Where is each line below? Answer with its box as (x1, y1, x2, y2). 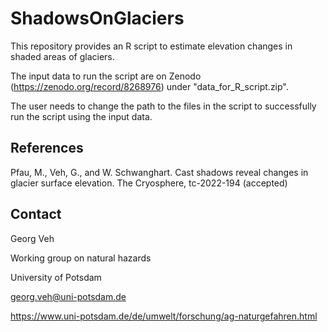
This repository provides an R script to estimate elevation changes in (10, 40, 293, 52)
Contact (10, 206, 62, 223)
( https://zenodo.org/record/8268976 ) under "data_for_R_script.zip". (10, 80, 289, 92)
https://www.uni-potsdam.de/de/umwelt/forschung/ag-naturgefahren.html (10, 310, 318, 322)
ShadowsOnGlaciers (10, 7, 185, 30)
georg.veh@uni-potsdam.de (10, 290, 127, 302)
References (10, 140, 84, 157)
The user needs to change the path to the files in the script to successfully (10, 100, 317, 112)
